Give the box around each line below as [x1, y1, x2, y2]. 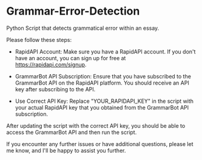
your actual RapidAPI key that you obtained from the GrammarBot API [15, 103, 189, 111]
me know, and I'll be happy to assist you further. [6, 147, 126, 154]
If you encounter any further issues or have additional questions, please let [6, 140, 194, 147]
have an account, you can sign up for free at [15, 54, 126, 61]
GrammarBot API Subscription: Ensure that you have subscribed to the [15, 72, 191, 80]
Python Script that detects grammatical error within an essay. [6, 24, 160, 32]
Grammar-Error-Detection [6, 4, 140, 18]
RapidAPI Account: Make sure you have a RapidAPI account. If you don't [15, 47, 196, 55]
